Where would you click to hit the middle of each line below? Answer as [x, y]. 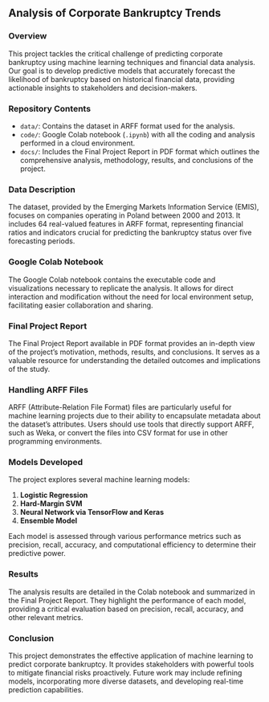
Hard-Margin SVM [51, 504]
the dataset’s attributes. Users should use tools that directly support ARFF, [131, 424]
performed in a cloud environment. [77, 143]
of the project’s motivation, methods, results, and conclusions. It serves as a [134, 352]
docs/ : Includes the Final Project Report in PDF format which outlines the [140, 151]
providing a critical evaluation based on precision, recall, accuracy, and [126, 609]
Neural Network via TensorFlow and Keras [92, 512]
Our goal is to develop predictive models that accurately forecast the [122, 71]
